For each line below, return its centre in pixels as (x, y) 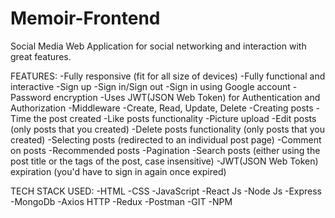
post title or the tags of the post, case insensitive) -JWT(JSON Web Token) (164, 161)
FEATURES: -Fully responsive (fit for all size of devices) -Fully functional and (168, 76)
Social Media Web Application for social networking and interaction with (158, 46)
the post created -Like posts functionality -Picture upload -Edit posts (175, 118)
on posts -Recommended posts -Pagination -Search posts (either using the (165, 150)
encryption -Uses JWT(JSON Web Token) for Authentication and (187, 97)
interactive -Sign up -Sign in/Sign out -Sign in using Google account (150, 86)
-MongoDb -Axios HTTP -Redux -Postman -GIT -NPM (121, 201)
